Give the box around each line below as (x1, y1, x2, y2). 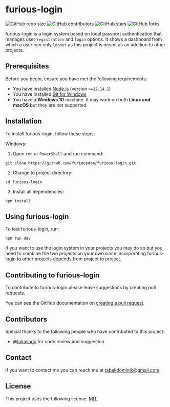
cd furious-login (5, 179, 42, 185)
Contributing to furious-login (5, 271, 100, 279)
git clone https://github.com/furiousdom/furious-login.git (5, 161, 137, 166)
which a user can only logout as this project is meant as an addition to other (5, 41, 165, 47)
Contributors (5, 315, 48, 324)
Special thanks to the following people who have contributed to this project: (5, 328, 165, 334)
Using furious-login (5, 212, 69, 221)
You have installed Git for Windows (12, 91, 87, 97)
